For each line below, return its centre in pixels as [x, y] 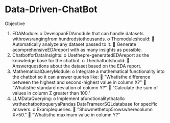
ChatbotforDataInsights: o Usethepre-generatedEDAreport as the [80, 55]
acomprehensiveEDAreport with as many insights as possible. [77, 50]
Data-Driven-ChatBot [51, 9]
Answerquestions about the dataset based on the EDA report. [77, 66]
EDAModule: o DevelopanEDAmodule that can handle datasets [78, 33]
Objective [15, 23]
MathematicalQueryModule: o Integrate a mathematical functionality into [88, 71]
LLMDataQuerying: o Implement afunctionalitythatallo [68, 99]
